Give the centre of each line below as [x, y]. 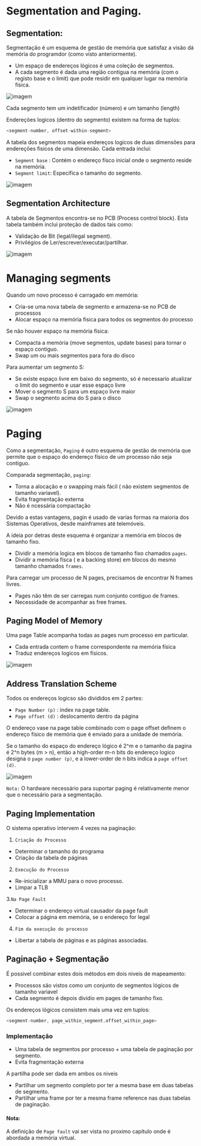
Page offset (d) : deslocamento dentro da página [77, 717]
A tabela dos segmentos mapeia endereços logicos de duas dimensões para [101, 142]
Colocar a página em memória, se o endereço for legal [82, 917]
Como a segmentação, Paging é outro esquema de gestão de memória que [98, 450]
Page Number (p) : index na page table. [62, 710]
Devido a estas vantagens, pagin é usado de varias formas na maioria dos [97, 517]
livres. [14, 584]
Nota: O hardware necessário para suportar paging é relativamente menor [98, 789]
